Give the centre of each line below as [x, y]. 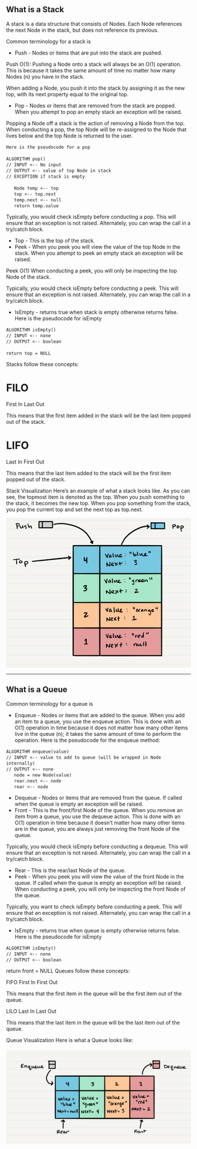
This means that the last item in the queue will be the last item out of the [93, 1022]
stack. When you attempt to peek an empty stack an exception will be [98, 253]
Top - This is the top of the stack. [55, 241]
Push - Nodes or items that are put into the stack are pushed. [88, 53]
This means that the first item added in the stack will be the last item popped [98, 415]
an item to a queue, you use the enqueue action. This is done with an [98, 721]
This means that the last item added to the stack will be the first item [89, 473]
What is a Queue [37, 690]
